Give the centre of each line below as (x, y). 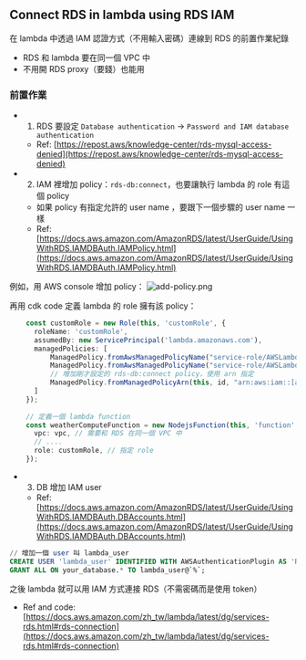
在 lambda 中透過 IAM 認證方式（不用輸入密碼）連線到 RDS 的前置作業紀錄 (149, 38)
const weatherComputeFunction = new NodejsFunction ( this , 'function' (161, 425)
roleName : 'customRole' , (81, 331)
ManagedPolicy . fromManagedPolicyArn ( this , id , (140, 382)
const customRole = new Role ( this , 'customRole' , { (126, 323)
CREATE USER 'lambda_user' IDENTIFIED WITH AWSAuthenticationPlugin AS (148, 561)
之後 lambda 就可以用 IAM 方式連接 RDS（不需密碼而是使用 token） (136, 589)
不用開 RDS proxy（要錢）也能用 (83, 68)
